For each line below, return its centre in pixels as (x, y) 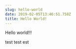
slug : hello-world (24, 10)
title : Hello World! (26, 19)
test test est (17, 42)
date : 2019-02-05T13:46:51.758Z (38, 14)
